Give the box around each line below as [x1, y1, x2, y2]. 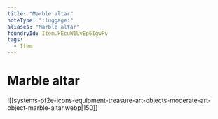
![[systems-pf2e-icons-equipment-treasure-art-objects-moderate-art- [7, 96, 212, 104]
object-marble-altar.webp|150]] [7, 103, 98, 112]
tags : [7, 36, 23, 43]
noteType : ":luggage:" [7, 17, 74, 24]
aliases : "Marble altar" [7, 23, 80, 30]
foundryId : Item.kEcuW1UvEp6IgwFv [7, 29, 109, 37]
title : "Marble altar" [7, 10, 74, 17]
